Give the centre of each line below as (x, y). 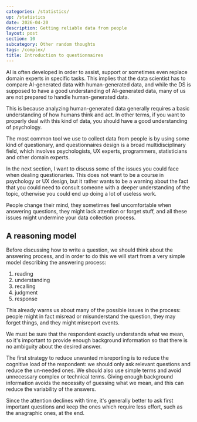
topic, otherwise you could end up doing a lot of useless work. (81, 193)
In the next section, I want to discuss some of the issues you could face (92, 169)
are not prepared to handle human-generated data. (68, 97)
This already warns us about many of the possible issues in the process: (93, 310)
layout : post (22, 34)
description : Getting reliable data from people (67, 28)
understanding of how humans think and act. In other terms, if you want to (96, 115)
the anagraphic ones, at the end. (45, 413)
